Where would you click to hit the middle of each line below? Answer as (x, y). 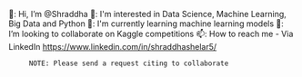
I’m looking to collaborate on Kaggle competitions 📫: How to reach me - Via (151, 34)
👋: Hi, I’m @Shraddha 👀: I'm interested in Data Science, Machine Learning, (148, 14)
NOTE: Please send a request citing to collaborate (129, 63)
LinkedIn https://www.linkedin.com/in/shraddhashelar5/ (113, 47)
